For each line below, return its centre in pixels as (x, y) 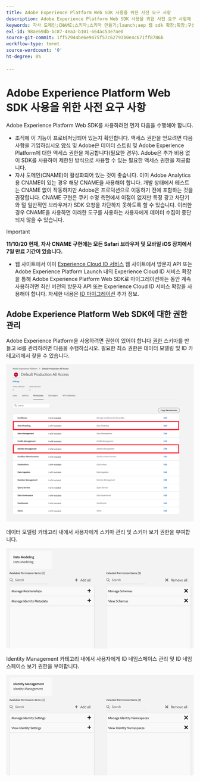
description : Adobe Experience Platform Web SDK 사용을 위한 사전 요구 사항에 (99, 19)
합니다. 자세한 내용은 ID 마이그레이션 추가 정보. (85, 293)
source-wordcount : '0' (34, 51)
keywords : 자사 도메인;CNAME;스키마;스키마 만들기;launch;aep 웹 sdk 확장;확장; (97, 25)
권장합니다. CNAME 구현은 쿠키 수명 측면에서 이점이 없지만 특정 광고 (94, 197)
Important (18, 232)
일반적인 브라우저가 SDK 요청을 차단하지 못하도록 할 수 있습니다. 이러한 (110, 205)
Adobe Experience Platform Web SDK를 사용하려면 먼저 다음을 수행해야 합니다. (100, 125)
